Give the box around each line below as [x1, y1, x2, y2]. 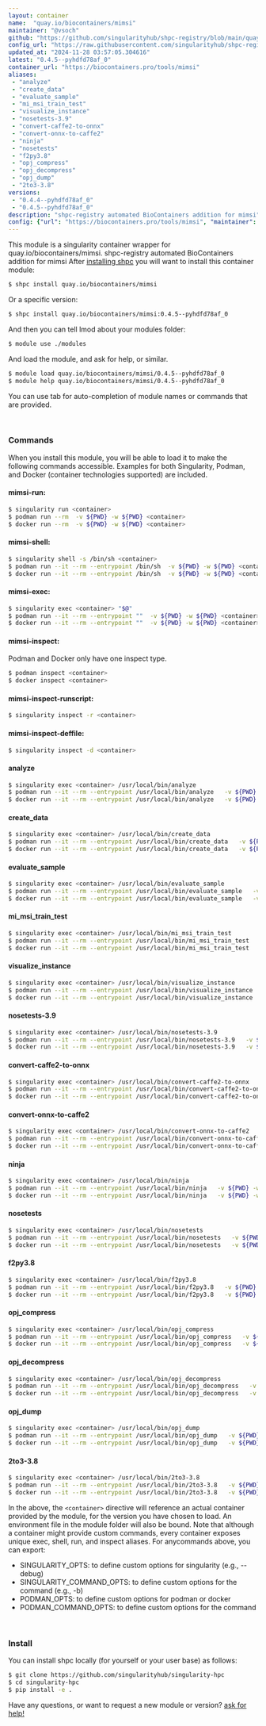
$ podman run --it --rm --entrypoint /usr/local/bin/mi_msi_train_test [8, 937, 249, 945]
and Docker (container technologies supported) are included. [8, 470, 208, 479]
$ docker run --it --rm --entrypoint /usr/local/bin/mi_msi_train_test [8, 944, 249, 952]
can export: [8, 1544, 46, 1555]
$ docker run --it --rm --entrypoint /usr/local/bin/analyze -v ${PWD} [8, 796, 257, 804]
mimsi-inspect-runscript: [8, 693, 94, 703]
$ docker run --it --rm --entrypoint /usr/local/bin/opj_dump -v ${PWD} [8, 1439, 260, 1448]
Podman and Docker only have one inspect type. [8, 654, 168, 663]
